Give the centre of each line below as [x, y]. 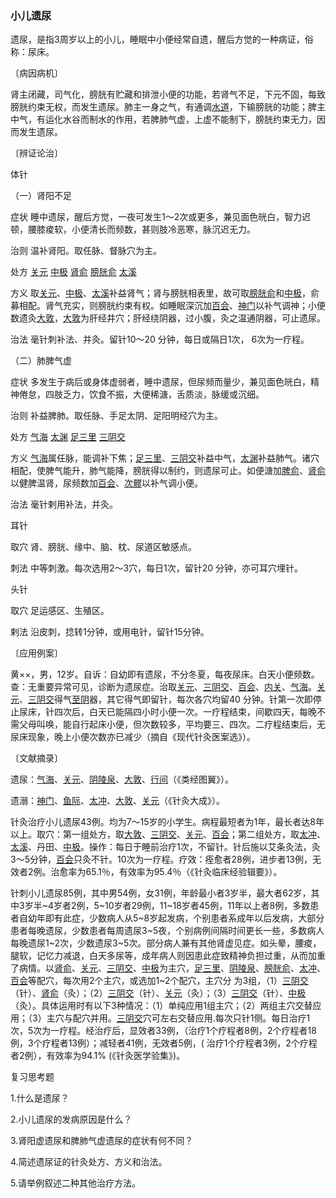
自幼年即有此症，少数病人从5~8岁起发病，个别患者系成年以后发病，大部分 [171, 918]
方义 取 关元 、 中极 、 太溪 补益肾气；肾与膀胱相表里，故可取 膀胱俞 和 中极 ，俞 [165, 293]
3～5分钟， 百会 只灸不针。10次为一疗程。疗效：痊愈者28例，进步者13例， [161, 859]
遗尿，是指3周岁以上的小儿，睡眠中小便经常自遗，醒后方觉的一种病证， [157, 39]
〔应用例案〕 [36, 653]
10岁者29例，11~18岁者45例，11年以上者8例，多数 [207, 906]
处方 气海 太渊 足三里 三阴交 [68, 437]
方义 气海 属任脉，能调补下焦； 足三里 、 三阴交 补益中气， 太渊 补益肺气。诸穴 [165, 458]
